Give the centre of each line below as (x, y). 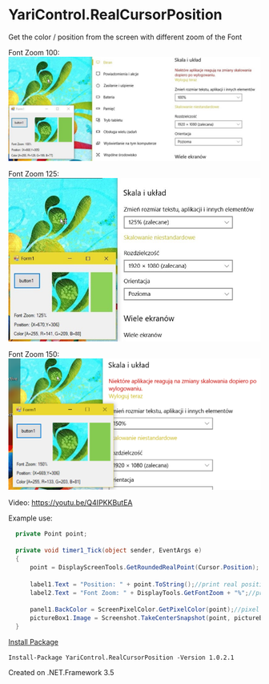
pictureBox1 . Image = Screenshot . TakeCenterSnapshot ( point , (130, 618)
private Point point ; (52, 534)
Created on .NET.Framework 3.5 (61, 672)
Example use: (31, 518)
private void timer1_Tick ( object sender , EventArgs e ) (109, 551)
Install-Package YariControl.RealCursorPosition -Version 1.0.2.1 (121, 658)
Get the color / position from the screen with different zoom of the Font (125, 37)
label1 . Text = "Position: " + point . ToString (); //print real (134, 584)
